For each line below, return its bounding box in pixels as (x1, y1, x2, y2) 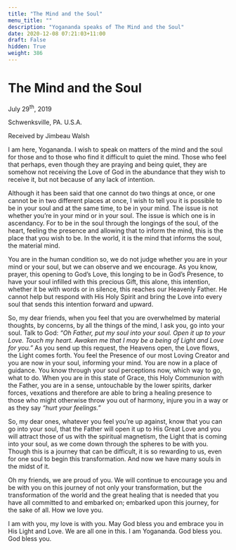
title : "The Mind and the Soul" (8, 10, 103, 18)
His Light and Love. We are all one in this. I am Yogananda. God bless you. (8, 527, 223, 536)
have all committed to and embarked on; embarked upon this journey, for (8, 499, 219, 507)
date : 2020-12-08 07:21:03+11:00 (8, 30, 106, 37)
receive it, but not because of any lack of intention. (8, 176, 155, 184)
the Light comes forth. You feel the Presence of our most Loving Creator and (8, 351, 230, 360)
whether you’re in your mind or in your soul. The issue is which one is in (8, 212, 216, 220)
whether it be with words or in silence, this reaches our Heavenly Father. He (8, 285, 228, 293)
